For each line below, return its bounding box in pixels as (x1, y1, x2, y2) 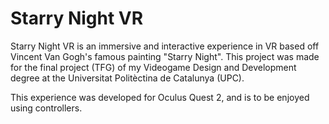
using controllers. (10, 102, 83, 114)
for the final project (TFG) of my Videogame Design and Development (10, 61, 297, 73)
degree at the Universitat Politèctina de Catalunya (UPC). (10, 72, 245, 84)
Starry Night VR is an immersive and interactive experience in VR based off (10, 40, 320, 52)
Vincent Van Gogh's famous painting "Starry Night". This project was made (10, 50, 320, 62)
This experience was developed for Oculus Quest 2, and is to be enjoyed (10, 91, 310, 103)
